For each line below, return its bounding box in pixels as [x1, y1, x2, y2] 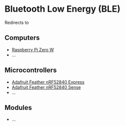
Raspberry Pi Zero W [11, 46, 54, 52]
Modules [4, 104, 32, 112]
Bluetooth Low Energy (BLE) [4, 3, 121, 15]
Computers [4, 34, 40, 42]
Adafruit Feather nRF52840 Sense [11, 84, 81, 90]
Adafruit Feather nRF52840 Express [11, 79, 85, 85]
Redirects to [4, 20, 29, 25]
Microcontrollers [4, 66, 57, 74]
